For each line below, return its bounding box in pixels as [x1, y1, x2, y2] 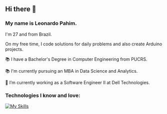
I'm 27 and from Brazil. [5, 31, 52, 37]
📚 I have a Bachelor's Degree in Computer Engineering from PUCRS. [5, 56, 147, 62]
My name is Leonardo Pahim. [5, 20, 77, 27]
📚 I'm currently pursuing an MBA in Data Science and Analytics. [5, 68, 138, 74]
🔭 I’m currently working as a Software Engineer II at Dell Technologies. [5, 79, 150, 85]
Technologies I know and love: [5, 92, 80, 99]
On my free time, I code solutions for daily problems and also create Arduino [5, 41, 162, 47]
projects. [5, 46, 23, 52]
